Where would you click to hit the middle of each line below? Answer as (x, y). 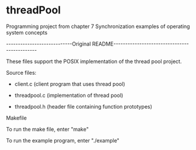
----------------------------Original (49, 44)
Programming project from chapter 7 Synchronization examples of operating (98, 26)
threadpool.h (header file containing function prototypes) (83, 106)
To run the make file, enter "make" (47, 129)
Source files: (21, 72)
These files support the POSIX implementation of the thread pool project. (94, 61)
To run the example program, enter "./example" (63, 140)
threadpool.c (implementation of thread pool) (69, 95)
